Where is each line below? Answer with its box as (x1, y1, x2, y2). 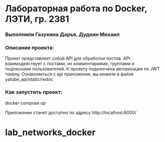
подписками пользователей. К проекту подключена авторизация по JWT (5, 66, 160, 72)
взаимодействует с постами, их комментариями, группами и (5, 61, 134, 67)
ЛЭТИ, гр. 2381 (5, 13, 69, 25)
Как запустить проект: (5, 89, 63, 96)
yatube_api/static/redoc (5, 76, 53, 82)
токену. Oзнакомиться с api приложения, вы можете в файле (5, 71, 134, 77)
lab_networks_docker (5, 127, 96, 138)
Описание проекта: (5, 44, 54, 51)
